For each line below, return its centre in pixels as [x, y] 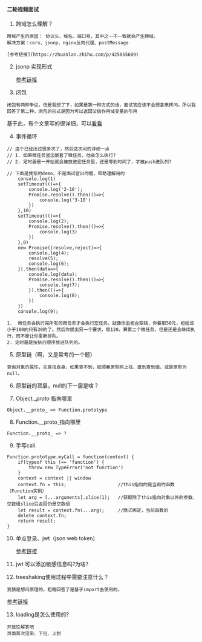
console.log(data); [53, 275]
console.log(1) [37, 179]
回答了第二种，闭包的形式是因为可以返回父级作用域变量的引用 [72, 112]
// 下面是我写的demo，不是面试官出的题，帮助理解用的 [66, 174]
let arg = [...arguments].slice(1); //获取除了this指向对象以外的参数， [107, 498]
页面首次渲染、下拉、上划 [34, 634]
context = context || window [54, 478]
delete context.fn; [42, 516]
